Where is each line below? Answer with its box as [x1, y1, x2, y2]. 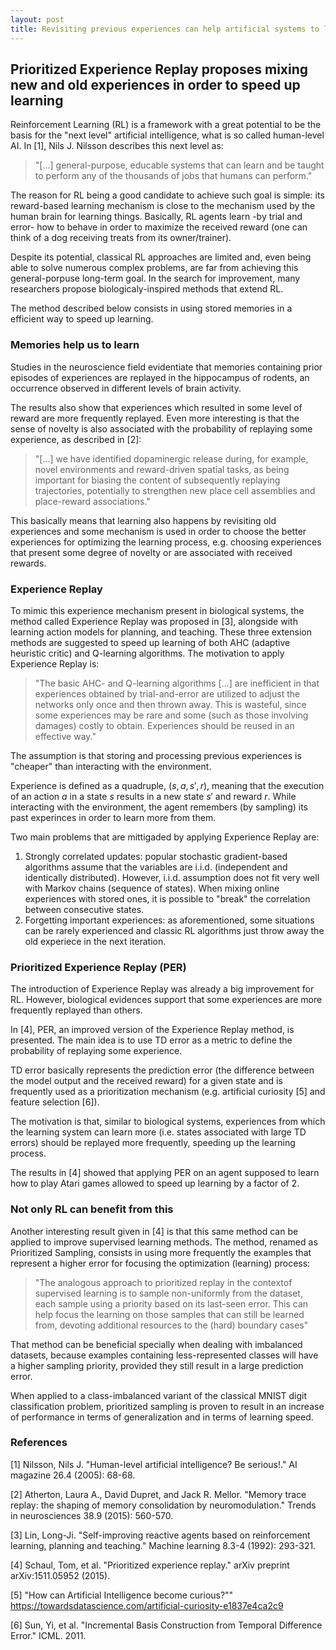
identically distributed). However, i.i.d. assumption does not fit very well [24, 871, 320, 883]
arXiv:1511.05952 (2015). [10, 1569, 111, 1581]
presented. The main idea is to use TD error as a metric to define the [10, 1034, 293, 1046]
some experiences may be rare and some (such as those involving [34, 709, 309, 721]
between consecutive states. [24, 903, 145, 915]
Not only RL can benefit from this [10, 1202, 174, 1216]
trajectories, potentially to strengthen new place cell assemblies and [34, 484, 316, 496]
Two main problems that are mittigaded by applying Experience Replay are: [10, 831, 320, 843]
